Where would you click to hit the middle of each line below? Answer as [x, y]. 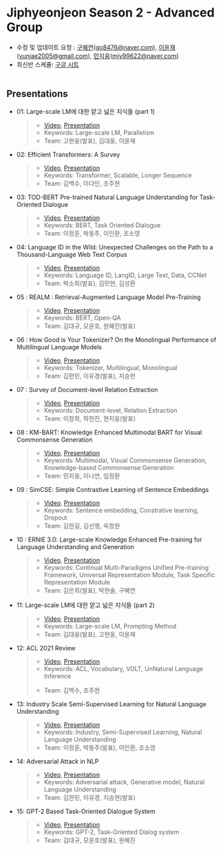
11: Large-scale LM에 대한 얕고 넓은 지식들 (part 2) [86, 605]
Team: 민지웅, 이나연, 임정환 [82, 475]
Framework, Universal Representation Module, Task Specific [129, 575]
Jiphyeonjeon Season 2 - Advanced [110, 13]
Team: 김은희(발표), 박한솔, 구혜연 [89, 590]
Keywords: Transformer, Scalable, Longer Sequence [118, 175]
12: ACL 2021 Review [46, 648]
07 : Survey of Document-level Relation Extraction [87, 389]
